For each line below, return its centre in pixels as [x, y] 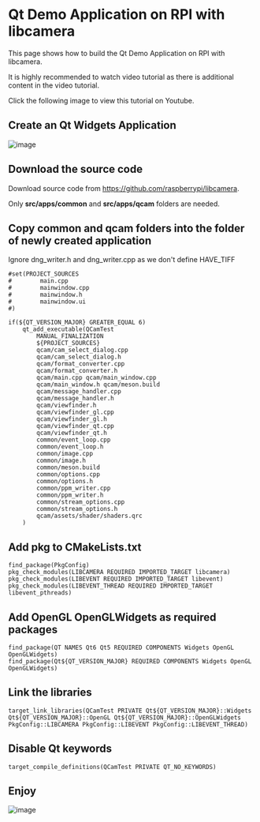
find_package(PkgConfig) [49, 565]
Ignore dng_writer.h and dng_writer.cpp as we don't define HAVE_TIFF [122, 260]
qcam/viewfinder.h [67, 405]
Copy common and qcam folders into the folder [126, 228]
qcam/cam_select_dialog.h [79, 357]
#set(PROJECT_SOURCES [44, 274]
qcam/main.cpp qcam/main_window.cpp [97, 378]
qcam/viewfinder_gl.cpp [75, 412]
